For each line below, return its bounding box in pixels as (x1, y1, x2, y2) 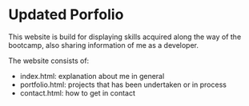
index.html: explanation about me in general (19, 71, 165, 80)
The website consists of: (8, 56, 90, 65)
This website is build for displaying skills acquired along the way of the (8, 32, 242, 41)
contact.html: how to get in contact (19, 88, 136, 97)
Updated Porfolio (8, 6, 124, 24)
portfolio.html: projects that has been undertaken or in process (19, 80, 227, 89)
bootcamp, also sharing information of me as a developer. (8, 40, 199, 49)
